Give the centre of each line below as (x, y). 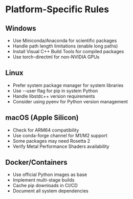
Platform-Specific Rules (57, 9)
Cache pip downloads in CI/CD (45, 186)
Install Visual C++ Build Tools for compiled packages (68, 51)
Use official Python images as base (50, 174)
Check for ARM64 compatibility (46, 130)
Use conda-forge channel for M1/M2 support (60, 135)
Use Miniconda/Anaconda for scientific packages (65, 40)
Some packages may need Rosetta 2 (51, 141)
